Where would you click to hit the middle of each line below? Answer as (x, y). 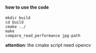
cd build (14, 22)
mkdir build (18, 18)
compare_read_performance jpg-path (43, 36)
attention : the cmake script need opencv (48, 45)
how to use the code (27, 7)
